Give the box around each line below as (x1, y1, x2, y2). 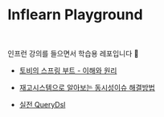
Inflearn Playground (7, 6, 143, 24)
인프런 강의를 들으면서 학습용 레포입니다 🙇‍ (7, 48, 139, 58)
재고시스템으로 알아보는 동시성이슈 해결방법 (18, 83, 156, 92)
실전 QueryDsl (18, 99, 66, 109)
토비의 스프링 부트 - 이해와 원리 (18, 66, 117, 75)
